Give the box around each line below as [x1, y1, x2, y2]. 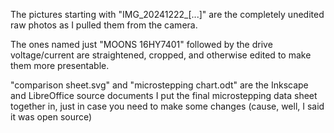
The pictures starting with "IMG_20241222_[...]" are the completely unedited [10, 9, 325, 20]
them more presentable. [10, 60, 110, 71]
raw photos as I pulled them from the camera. [10, 19, 198, 31]
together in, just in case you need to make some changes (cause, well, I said [10, 100, 325, 112]
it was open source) [10, 111, 93, 123]
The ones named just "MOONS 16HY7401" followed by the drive [10, 39, 273, 50]
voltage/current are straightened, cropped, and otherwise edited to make [10, 49, 312, 61]
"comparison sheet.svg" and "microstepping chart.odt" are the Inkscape [10, 79, 309, 91]
